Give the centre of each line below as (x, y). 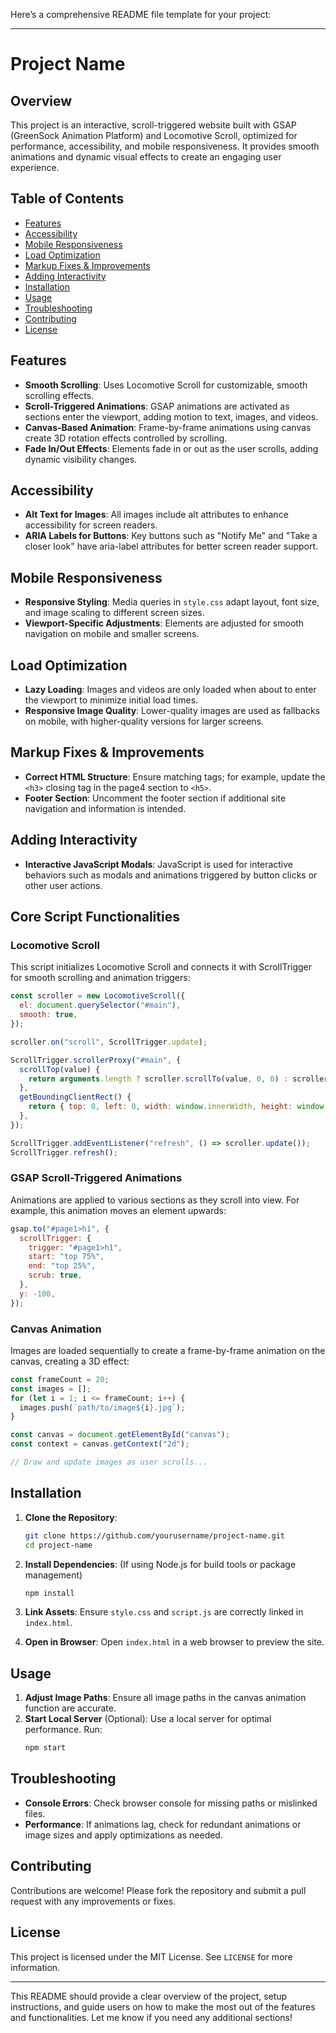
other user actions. (63, 885)
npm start (45, 1748)
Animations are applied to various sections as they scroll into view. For (155, 1200)
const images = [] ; (51, 1389)
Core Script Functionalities (95, 917)
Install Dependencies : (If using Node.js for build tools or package (160, 1564)
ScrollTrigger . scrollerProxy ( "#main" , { (96, 1060)
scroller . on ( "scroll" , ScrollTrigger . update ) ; (109, 1042)
